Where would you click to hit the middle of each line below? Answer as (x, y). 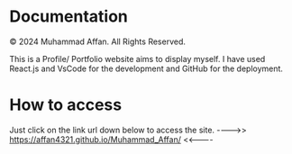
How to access (66, 105)
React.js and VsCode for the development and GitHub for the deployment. (146, 68)
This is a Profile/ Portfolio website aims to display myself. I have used (137, 59)
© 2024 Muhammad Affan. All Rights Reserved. (98, 41)
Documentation (69, 17)
